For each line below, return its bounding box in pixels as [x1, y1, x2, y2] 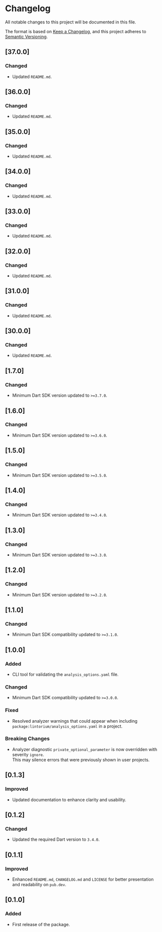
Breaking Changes [5, 735, 50, 742]
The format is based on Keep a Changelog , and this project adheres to [5, 28, 146, 34]
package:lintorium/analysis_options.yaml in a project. [12, 723, 123, 729]
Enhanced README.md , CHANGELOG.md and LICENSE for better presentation [12, 876, 154, 882]
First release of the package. [12, 921, 70, 927]
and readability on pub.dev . [12, 881, 67, 887]
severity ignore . [12, 751, 44, 757]
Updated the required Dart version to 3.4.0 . [12, 836, 100, 842]
